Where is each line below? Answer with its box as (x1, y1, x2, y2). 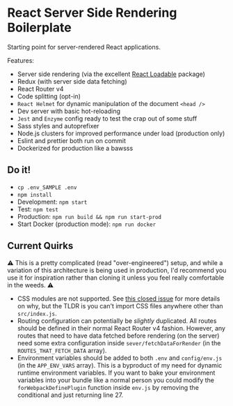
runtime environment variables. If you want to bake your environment (17, 368, 216, 377)
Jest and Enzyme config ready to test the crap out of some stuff (17, 114, 198, 123)
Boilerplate (7, 20, 72, 36)
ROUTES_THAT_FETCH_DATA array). (17, 346, 107, 354)
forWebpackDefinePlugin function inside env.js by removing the (17, 383, 200, 391)
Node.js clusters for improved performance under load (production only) (17, 129, 225, 137)
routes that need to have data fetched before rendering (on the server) (17, 331, 220, 340)
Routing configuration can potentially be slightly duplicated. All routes (17, 316, 217, 325)
